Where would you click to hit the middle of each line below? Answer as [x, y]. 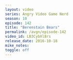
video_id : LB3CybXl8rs [28, 37]
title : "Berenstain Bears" [32, 28]
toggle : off [17, 50]
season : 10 [16, 18]
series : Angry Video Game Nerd [37, 14]
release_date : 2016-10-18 [31, 41]
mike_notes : [17, 45]
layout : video [19, 9]
